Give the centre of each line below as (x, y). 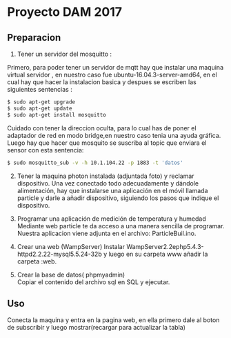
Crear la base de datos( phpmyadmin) (71, 275)
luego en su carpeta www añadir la (158, 254)
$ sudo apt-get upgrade (41, 102)
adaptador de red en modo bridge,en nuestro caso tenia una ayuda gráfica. (114, 135)
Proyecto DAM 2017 (65, 12)
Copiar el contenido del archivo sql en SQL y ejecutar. (93, 282)
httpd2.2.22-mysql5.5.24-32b (59, 254)
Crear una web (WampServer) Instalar (71, 246)
